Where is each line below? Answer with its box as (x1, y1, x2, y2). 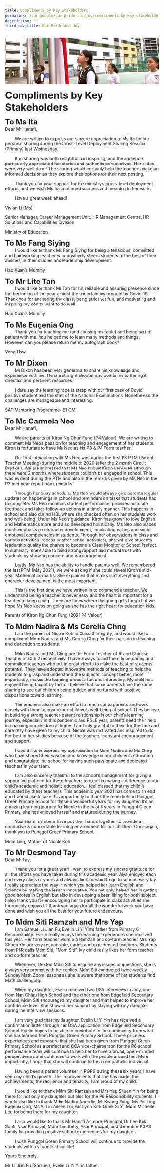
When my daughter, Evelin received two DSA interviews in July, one (14, 987, 151, 993)
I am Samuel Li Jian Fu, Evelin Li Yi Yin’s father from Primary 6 (14, 926, 139, 932)
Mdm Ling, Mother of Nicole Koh (5, 839, 71, 845)
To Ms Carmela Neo (5, 417, 75, 426)
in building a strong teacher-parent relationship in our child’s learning (5, 712, 144, 718)
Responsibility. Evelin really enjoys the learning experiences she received (5, 932, 152, 938)
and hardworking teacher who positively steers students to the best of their (5, 253, 157, 258)
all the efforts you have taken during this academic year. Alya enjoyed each (5, 871, 156, 877)
